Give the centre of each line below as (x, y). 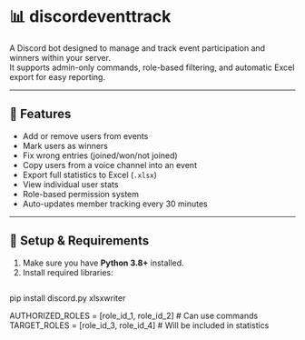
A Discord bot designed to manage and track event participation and (138, 48)
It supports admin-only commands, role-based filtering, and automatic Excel (152, 67)
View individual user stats (70, 184)
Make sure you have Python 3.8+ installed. (103, 263)
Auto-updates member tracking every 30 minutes (115, 204)
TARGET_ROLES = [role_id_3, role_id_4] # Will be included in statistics (139, 325)
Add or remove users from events (85, 135)
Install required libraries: (68, 272)
